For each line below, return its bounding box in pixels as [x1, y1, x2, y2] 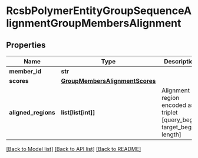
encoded [161, 101, 187, 109]
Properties [6, 40, 46, 50]
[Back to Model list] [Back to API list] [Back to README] [6, 146, 141, 152]
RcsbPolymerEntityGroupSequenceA [6, 4, 192, 18]
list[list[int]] [61, 109, 95, 116]
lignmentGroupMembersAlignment [6, 16, 181, 30]
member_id [9, 68, 42, 75]
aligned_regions [9, 109, 55, 116]
